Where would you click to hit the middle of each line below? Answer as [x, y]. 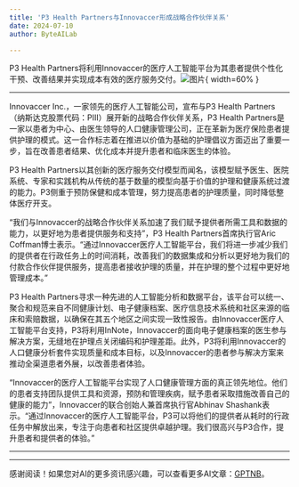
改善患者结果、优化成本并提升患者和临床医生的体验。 [137, 151]
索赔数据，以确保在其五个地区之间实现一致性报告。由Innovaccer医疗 [150, 319]
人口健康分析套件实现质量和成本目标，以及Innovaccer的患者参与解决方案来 [147, 353]
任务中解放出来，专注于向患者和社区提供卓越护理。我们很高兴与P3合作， [143, 427]
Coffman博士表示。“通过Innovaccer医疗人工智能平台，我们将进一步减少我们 [149, 245]
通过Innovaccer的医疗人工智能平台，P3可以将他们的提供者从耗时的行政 [159, 416]
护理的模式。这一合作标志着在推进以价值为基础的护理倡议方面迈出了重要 [149, 140]
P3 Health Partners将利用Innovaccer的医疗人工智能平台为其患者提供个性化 [146, 69]
